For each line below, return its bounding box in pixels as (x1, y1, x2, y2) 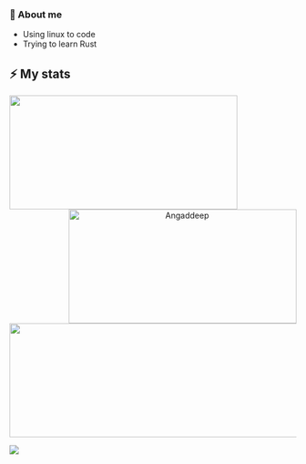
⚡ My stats (9, 66, 71, 81)
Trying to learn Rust (22, 38, 97, 49)
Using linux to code (22, 29, 96, 40)
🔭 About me (9, 8, 62, 21)
